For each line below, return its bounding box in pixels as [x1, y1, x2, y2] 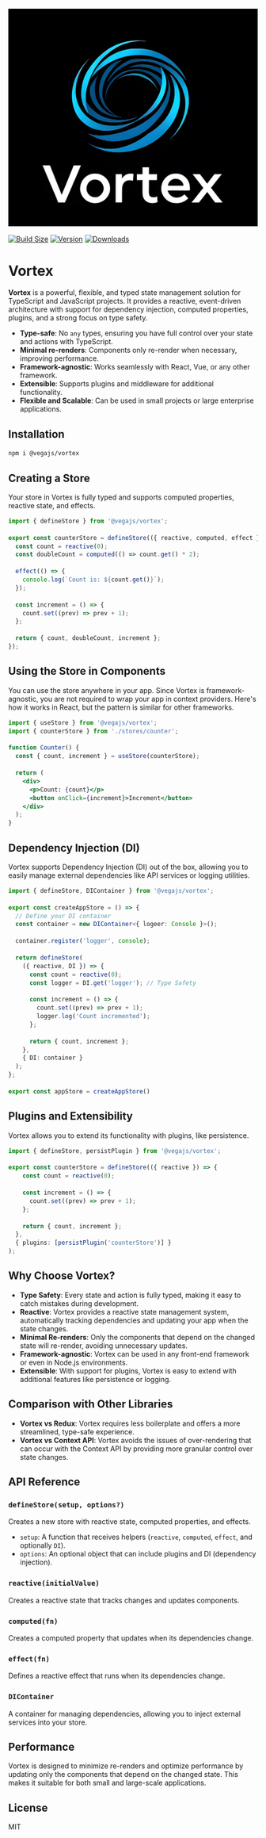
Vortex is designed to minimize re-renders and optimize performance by [8, 1761, 244, 1771]
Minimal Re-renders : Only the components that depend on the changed [19, 1332, 256, 1342]
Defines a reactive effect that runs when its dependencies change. [8, 1671, 226, 1681]
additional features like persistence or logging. [19, 1374, 172, 1384]
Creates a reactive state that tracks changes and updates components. [8, 1595, 240, 1605]
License [8, 1801, 48, 1814]
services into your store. [8, 1717, 88, 1727]
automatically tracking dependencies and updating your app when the [19, 1315, 249, 1325]
